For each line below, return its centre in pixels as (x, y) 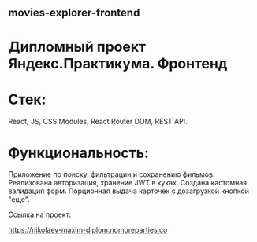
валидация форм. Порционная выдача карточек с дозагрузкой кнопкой (129, 191)
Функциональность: (79, 153)
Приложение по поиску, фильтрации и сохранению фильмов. (112, 174)
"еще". (19, 200)
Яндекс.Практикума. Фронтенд (118, 63)
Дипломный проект (77, 47)
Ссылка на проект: (40, 214)
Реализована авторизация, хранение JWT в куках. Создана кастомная (128, 183)
